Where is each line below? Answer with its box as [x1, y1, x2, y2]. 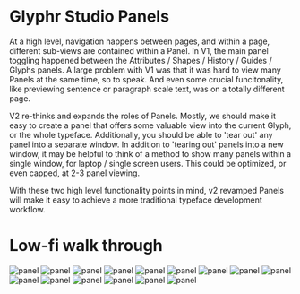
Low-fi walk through [9, 236, 163, 256]
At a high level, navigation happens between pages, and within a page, [9, 36, 270, 47]
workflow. [9, 203, 46, 214]
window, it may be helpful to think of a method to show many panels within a [9, 148, 292, 159]
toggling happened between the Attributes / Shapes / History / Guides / [9, 55, 272, 65]
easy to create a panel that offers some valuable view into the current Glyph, [9, 119, 292, 131]
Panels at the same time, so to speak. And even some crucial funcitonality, [9, 73, 284, 84]
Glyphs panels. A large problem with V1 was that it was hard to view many [9, 65, 282, 75]
